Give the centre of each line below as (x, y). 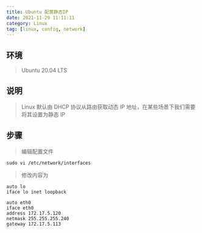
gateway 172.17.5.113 (34, 224)
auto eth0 (19, 203)
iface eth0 (20, 208)
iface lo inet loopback (37, 192)
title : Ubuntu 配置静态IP (37, 12)
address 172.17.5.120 (34, 213)
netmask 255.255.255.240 (38, 218)
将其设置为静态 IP (43, 114)
